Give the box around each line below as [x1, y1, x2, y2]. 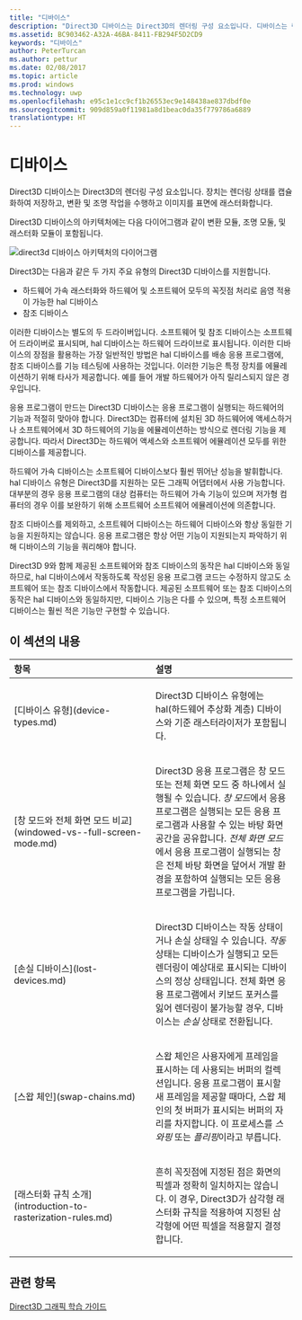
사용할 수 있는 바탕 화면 [191, 819, 284, 831]
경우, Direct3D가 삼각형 [179, 1192, 274, 1205]
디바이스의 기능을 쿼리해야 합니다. [18, 541, 137, 553]
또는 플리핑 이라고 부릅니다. [173, 1130, 281, 1143]
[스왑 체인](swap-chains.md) [13, 1090, 137, 1103]
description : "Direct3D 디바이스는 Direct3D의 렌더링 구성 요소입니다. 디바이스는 [9, 22, 288, 31]
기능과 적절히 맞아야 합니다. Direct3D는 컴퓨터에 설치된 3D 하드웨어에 [9, 413, 254, 424]
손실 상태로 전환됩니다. [182, 1014, 273, 1027]
